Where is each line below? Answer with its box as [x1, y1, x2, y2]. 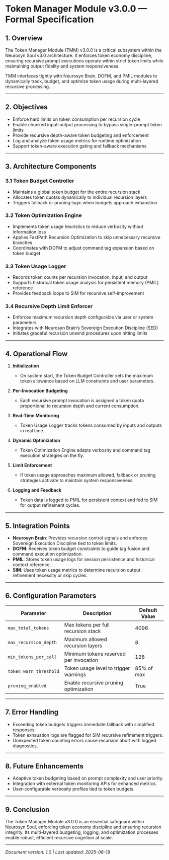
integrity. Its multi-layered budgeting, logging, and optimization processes [5, 829, 158, 835]
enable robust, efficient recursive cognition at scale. [5, 835, 113, 841]
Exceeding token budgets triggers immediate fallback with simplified [12, 721, 155, 727]
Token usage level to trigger [64, 665, 130, 672]
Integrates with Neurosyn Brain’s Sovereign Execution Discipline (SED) [12, 325, 158, 331]
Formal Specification [5, 14, 94, 25]
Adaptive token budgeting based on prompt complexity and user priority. [12, 775, 163, 781]
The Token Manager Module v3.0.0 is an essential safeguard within [5, 819, 144, 825]
